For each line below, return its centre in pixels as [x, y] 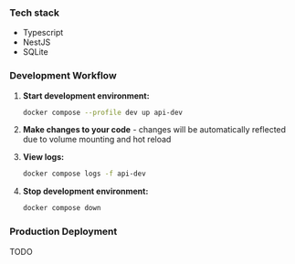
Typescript [43, 33]
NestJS [37, 42]
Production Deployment [63, 232]
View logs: [43, 157]
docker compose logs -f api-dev [84, 174]
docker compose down [62, 208]
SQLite [35, 52]
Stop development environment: [85, 191]
